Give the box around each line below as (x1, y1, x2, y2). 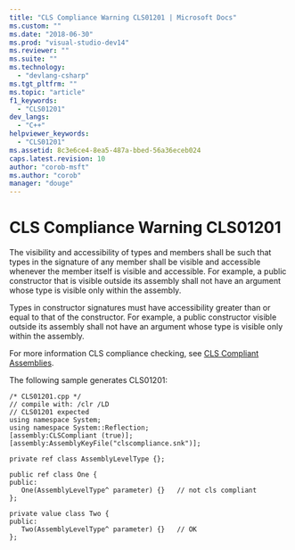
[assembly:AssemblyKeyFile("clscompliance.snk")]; (9, 439, 201, 448)
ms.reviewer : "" (9, 46, 70, 55)
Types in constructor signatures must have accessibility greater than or (9, 303, 271, 313)
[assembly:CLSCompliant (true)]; (9, 431, 134, 440)
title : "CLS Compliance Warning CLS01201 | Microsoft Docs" (9, 12, 238, 22)
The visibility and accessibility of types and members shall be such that (9, 247, 272, 258)
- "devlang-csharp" (17, 71, 90, 80)
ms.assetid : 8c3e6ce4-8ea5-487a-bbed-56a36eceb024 (9, 146, 201, 154)
